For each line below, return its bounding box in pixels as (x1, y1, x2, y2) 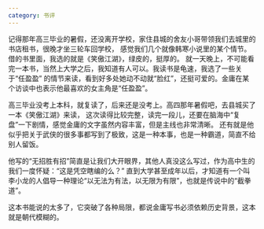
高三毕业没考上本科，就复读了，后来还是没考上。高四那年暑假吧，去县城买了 (8, 100, 256, 109)
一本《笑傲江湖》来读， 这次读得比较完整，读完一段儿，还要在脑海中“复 (8, 109, 241, 119)
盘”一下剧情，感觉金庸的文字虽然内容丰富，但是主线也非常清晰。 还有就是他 (8, 120, 255, 129)
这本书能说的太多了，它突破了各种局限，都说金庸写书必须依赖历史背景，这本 (8, 202, 256, 212)
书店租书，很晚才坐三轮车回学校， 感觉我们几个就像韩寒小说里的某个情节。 (8, 44, 251, 54)
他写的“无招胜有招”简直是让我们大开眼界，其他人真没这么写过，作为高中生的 (8, 156, 255, 165)
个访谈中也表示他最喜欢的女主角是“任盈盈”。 (8, 83, 152, 93)
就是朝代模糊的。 (8, 212, 64, 221)
